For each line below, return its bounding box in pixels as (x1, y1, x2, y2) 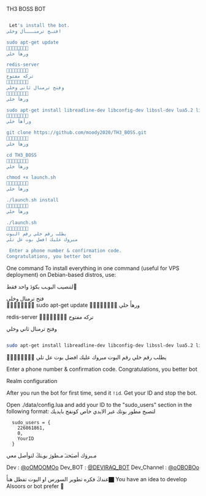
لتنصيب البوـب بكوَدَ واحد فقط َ (6, 282, 78, 290)
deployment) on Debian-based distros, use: (6, 271, 116, 278)
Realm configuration (6, 377, 58, 384)
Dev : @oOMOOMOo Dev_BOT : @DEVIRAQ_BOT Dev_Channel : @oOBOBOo (6, 463, 199, 471)
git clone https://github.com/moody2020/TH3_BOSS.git (6, 130, 147, 136)
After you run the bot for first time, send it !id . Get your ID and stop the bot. (6, 389, 197, 397)
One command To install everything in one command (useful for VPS (6, 264, 180, 272)
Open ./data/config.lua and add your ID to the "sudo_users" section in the (6, 401, 192, 408)
